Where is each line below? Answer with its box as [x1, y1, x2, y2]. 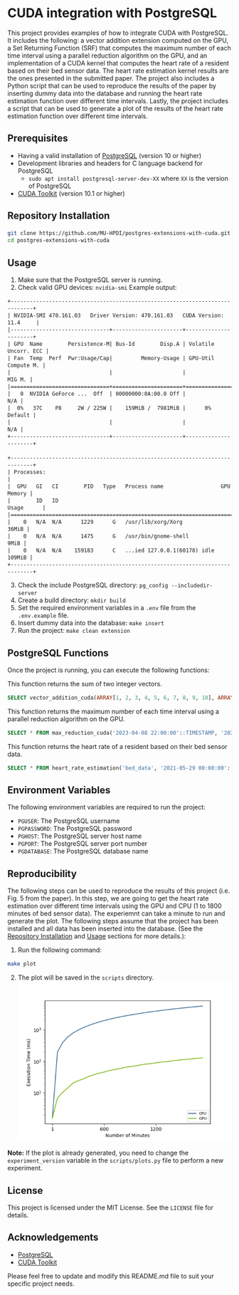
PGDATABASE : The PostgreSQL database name [17, 847, 149, 856]
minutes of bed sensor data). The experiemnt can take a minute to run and [7, 909, 225, 918]
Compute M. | [7, 362, 46, 369]
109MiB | [7, 554, 33, 562]
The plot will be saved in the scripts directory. [17, 973, 154, 982]
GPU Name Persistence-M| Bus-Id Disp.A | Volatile [14, 340, 215, 348]
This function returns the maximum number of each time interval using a [7, 707, 219, 715]
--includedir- [171, 582, 213, 589]
